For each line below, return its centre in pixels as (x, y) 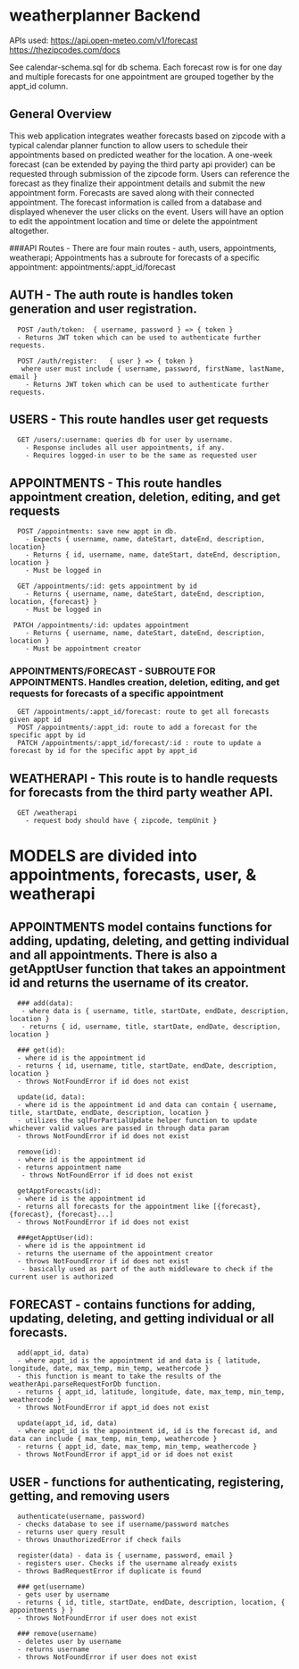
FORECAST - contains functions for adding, (133, 1304)
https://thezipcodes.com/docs (65, 49)
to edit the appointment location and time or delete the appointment (133, 221)
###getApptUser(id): (55, 1238)
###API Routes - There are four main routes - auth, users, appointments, (143, 247)
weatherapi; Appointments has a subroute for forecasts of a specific (135, 257)
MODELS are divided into (104, 856)
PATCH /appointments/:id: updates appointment (101, 625)
